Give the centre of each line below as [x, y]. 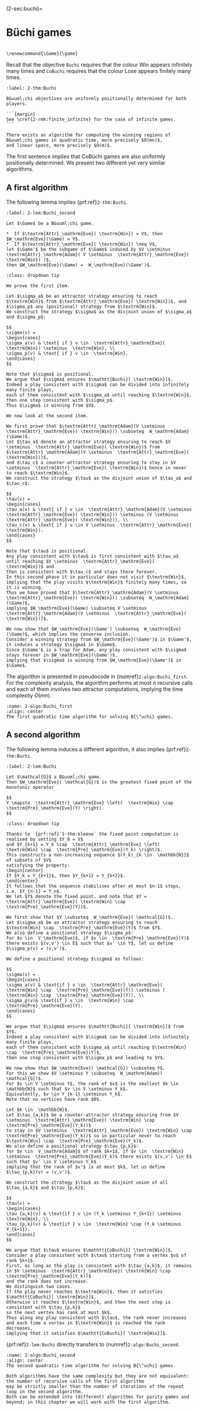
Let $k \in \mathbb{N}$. [38, 1110]
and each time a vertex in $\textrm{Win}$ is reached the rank [86, 1323]
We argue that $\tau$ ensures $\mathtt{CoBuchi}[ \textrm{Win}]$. [90, 1250]
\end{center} [22, 881]
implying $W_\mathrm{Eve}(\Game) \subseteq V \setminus [76, 608]
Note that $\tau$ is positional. [47, 551]
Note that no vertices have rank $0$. [54, 1099]
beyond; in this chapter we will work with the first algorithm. [88, 1402]
